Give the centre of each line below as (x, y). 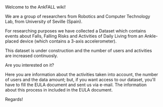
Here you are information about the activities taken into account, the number (81, 74)
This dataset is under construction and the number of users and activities (79, 51)
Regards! (14, 99)
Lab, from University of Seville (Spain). (44, 22)
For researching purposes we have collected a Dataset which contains (76, 31)
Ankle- (151, 36)
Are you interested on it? (30, 65)
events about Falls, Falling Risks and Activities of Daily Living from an (74, 36)
